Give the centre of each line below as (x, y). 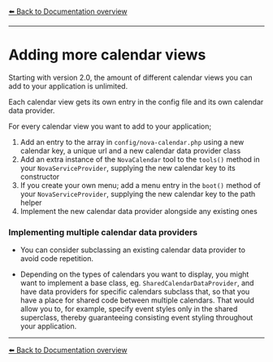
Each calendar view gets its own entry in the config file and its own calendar (136, 102)
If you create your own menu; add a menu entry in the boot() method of (141, 185)
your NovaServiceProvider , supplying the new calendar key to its (128, 168)
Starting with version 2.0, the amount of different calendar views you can (130, 77)
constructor (40, 177)
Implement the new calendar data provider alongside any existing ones (139, 211)
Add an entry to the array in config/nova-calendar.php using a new (132, 142)
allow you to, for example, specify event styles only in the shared (129, 309)
